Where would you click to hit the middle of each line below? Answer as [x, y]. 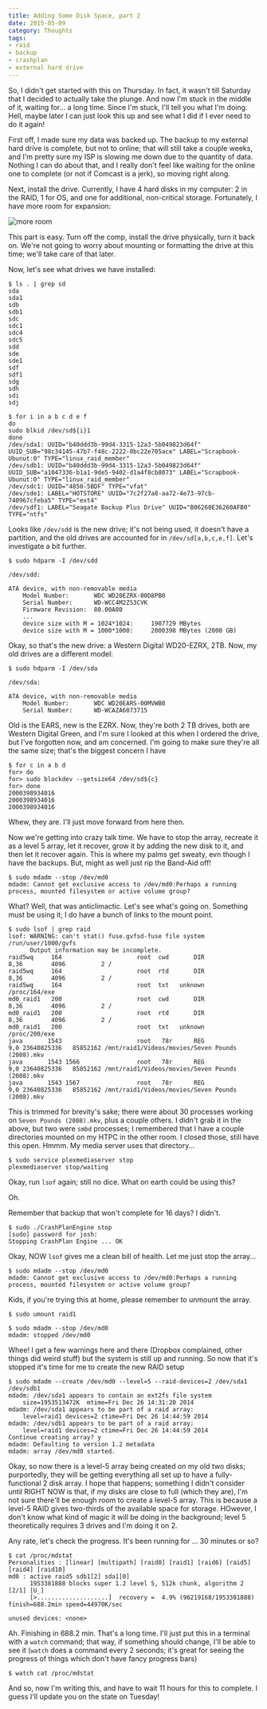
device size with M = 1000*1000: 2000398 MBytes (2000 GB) [130, 630]
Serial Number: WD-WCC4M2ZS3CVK [85, 602]
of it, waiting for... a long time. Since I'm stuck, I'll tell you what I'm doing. [128, 107]
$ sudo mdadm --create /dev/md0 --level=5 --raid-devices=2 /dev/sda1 [128, 1381]
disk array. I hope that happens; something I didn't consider [147, 1483]
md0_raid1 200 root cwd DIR [106, 999]
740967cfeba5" [32, 500]
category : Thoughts [41, 30]
